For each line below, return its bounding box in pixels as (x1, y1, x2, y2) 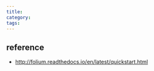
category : (6, 14, 32, 20)
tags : (6, 20, 20, 26)
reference (6, 42, 44, 52)
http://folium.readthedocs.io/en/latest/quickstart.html (15, 58, 149, 66)
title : (6, 8, 23, 15)
